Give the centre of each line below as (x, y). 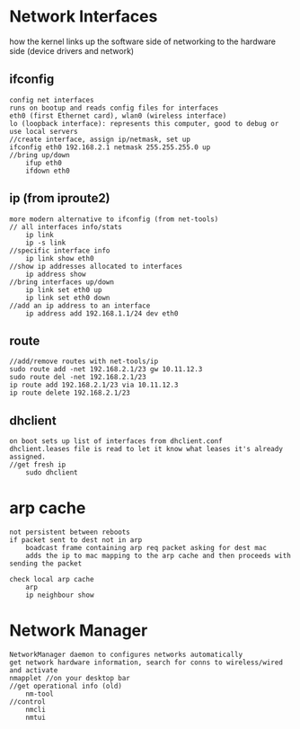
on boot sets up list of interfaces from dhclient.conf (116, 441)
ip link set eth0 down (68, 298)
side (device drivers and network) (72, 50)
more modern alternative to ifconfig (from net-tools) (114, 219)
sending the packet (46, 564)
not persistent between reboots (70, 532)
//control (28, 702)
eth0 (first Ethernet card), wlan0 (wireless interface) (118, 116)
